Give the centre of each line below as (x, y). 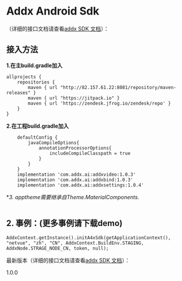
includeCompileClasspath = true (90, 153)
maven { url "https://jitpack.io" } (74, 98)
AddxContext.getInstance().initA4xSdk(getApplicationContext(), (89, 237)
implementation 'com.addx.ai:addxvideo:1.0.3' (77, 174)
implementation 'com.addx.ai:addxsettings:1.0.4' (81, 185)
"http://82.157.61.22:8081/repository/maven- (118, 87)
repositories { (36, 82)
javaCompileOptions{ (54, 143)
